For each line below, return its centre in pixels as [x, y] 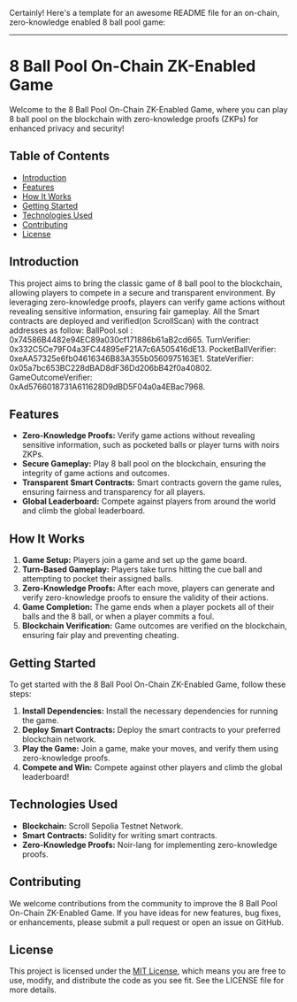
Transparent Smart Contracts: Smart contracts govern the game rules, [152, 482]
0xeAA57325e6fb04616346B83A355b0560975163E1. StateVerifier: [132, 358]
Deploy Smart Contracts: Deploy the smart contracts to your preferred [151, 730]
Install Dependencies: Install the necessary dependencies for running [150, 711]
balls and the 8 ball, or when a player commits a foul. [118, 617]
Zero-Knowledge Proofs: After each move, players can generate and [148, 589]
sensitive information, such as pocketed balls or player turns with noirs [151, 445]
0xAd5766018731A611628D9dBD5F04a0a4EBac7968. [107, 386]
